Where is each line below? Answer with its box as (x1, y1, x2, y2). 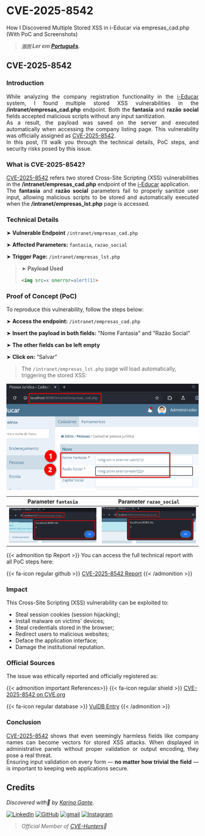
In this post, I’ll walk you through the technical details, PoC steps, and (6, 138, 199, 146)
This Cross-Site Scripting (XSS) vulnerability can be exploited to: (6, 599, 169, 606)
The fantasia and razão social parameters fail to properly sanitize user (6, 187, 199, 194)
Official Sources (6, 659, 56, 668)
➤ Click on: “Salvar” (6, 353, 58, 361)
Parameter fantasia (27, 497, 78, 505)
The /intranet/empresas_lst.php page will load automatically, (21, 365, 177, 372)
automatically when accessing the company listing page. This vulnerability (6, 125, 199, 132)
